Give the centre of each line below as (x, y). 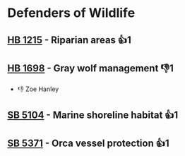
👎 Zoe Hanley (38, 89)
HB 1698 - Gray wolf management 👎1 (91, 68)
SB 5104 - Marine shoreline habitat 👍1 (93, 115)
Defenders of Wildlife (71, 13)
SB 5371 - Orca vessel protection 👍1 (88, 144)
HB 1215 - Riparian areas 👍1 (70, 40)
